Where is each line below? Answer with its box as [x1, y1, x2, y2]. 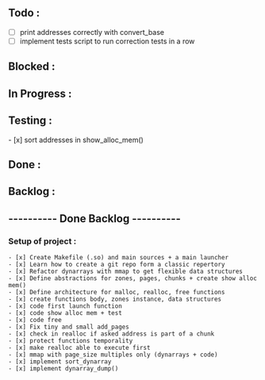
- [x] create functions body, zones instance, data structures [8, 295, 222, 303]
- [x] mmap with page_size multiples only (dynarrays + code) [8, 351, 218, 359]
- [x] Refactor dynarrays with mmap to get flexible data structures [8, 267, 244, 275]
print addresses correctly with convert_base [19, 27, 165, 36]
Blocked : [8, 59, 56, 74]
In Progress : [8, 86, 72, 100]
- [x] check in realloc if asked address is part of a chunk [8, 330, 215, 338]
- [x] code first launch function [8, 302, 123, 310]
